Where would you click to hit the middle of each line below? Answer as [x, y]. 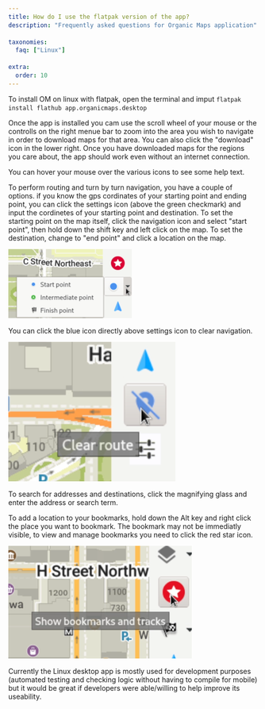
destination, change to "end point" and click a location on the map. [117, 237]
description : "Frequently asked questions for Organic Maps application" [133, 25]
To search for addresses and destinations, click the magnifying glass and [128, 494]
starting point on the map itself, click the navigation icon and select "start [128, 221]
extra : [19, 67]
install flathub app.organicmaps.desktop [78, 108]
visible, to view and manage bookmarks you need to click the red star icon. [131, 534]
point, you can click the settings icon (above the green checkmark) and [125, 204]
